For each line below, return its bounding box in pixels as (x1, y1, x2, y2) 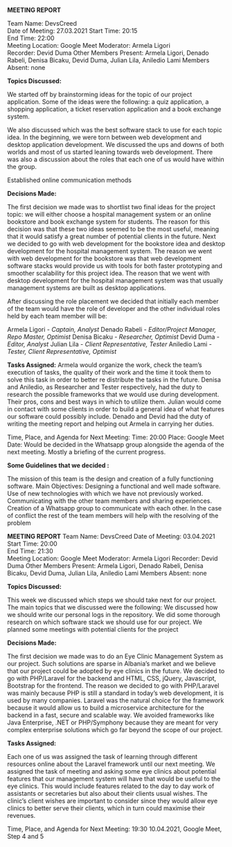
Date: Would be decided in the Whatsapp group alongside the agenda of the (7, 440, 225, 449)
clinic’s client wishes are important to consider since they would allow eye (7, 796, 218, 805)
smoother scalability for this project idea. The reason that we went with (7, 269, 210, 277)
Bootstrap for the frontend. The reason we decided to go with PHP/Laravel (7, 681, 220, 690)
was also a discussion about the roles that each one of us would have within (7, 155, 224, 163)
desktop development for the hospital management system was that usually (7, 276, 224, 285)
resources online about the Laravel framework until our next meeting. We (7, 760, 216, 768)
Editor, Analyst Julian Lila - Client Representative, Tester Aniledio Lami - (7, 340, 213, 348)
